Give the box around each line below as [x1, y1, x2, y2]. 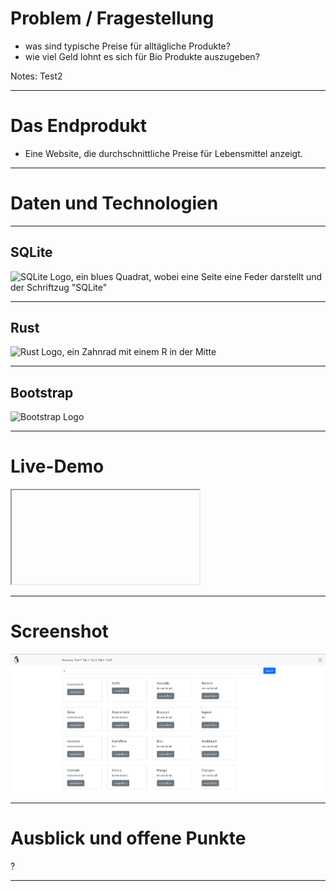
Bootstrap [10, 384, 74, 401]
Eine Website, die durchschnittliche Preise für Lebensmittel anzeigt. [24, 147, 303, 159]
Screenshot [10, 620, 109, 643]
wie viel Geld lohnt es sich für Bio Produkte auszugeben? [24, 50, 260, 62]
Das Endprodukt [10, 115, 147, 137]
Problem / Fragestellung [10, 7, 215, 30]
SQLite [10, 244, 53, 261]
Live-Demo [10, 455, 105, 478]
